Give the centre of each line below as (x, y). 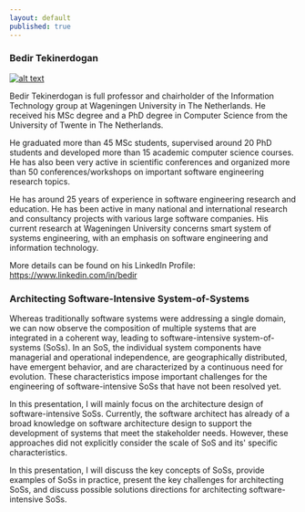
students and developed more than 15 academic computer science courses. (152, 152)
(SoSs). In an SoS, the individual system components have (152, 348)
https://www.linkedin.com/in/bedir (74, 275)
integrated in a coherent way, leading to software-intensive (120, 338)
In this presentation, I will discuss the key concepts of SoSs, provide (137, 470)
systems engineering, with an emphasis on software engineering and (139, 237)
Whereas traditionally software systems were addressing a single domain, (148, 319)
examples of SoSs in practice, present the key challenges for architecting (147, 480)
